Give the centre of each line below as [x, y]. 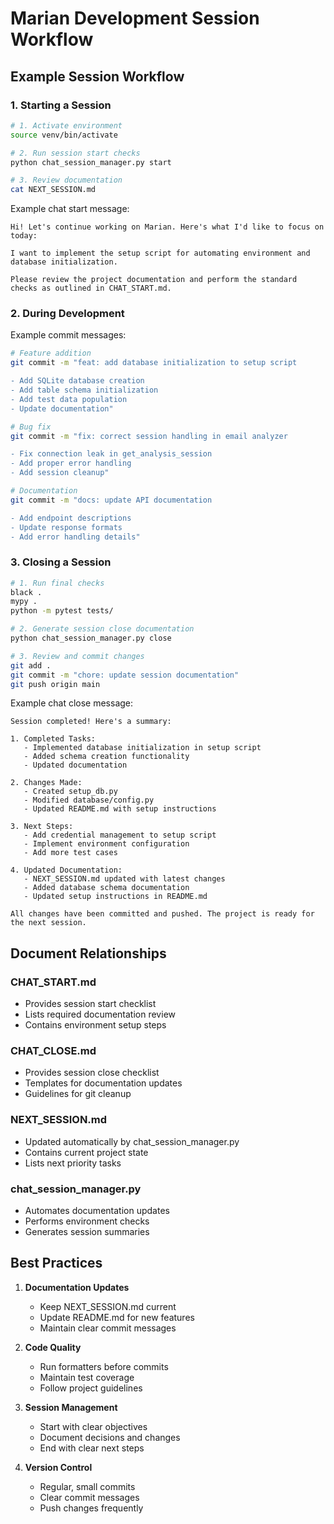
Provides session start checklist [90, 1004]
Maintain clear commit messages [108, 1328]
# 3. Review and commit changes [77, 656]
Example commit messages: [68, 335]
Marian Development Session [135, 18]
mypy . [24, 602]
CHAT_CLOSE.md [53, 1051]
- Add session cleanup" [60, 473]
